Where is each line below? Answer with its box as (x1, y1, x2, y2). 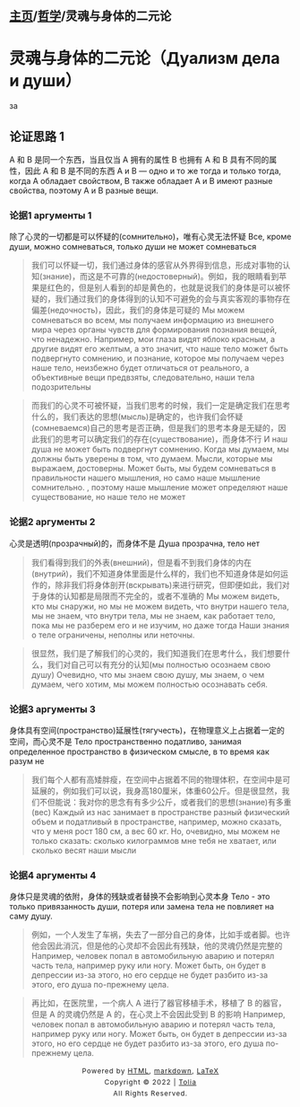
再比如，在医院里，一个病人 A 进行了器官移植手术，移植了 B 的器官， (30, 997, 287, 1008)
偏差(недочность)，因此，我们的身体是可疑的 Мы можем (30, 304, 244, 316)
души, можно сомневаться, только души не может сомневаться (9, 242, 257, 252)
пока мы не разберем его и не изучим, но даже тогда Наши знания (30, 619, 289, 630)
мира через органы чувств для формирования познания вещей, (30, 324, 278, 335)
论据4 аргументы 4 (9, 869, 97, 882)
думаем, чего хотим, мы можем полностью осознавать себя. (30, 679, 269, 690)
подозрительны (30, 382, 91, 392)
